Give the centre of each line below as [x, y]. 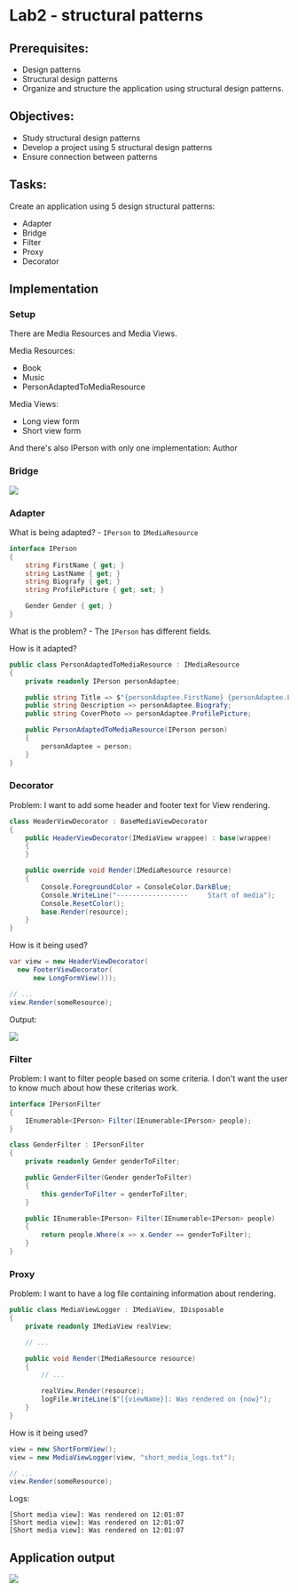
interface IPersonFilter [55, 1104]
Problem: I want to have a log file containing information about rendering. [143, 1293]
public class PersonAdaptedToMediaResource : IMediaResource [125, 664]
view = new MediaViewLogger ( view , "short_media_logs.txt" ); [123, 1457]
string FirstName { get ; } [75, 565]
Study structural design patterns [81, 138]
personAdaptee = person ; [87, 746]
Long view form [51, 421]
